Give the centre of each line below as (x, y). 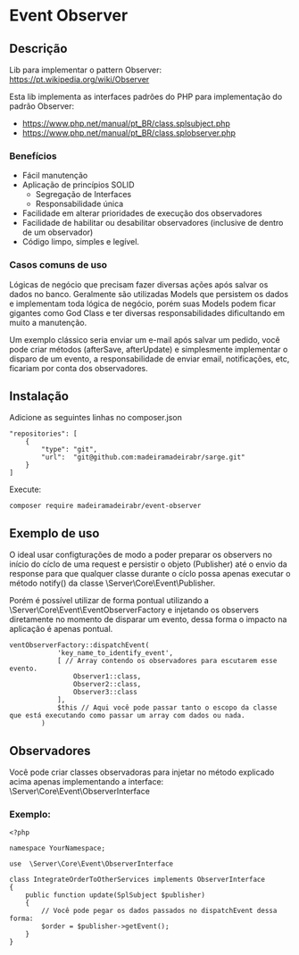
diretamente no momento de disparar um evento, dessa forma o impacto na (148, 619)
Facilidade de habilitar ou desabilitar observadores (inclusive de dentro (153, 223)
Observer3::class (105, 693)
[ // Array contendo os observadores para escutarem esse (167, 661)
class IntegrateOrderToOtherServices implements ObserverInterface (137, 880)
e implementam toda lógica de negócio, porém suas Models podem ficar (143, 303)
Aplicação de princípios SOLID (78, 185)
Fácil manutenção (55, 176)
